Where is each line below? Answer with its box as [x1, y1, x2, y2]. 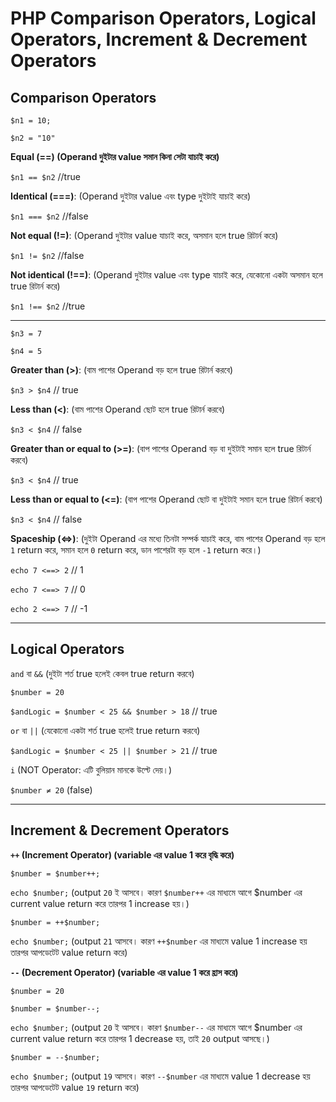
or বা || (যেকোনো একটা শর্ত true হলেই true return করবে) [10, 724, 201, 736]
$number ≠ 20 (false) [10, 783, 93, 796]
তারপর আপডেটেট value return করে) [10, 946, 128, 958]
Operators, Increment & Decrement [10, 28, 308, 51]
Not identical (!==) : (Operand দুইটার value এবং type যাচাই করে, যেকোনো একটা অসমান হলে [10, 269, 323, 281]
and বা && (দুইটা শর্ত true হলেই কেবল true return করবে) [10, 667, 195, 679]
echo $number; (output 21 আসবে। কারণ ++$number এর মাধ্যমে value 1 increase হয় [10, 935, 308, 947]
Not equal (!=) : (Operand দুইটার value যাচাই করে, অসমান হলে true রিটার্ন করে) [10, 230, 279, 241]
